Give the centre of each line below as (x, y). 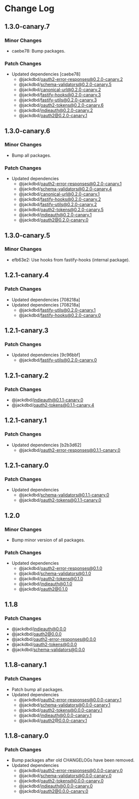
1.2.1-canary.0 (27, 465)
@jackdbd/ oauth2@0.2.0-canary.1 (53, 115)
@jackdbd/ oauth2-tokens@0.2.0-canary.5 (61, 209)
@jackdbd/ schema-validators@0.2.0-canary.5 (65, 85)
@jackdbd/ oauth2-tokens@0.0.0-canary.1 (61, 710)
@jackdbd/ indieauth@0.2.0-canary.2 (56, 111)
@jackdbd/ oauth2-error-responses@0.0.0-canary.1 (70, 700)
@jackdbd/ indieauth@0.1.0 (45, 584)
